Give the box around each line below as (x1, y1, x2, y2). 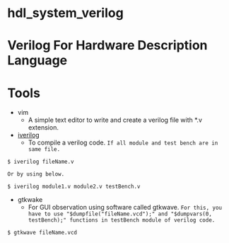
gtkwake (17, 196, 43, 204)
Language (7, 52, 68, 69)
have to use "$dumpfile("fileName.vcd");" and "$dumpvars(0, (28, 210, 212, 217)
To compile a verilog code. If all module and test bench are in (28, 138, 218, 147)
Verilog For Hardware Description (7, 38, 208, 54)
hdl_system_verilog (7, 5, 124, 21)
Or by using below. (7, 171, 65, 178)
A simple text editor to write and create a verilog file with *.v (28, 115, 203, 125)
